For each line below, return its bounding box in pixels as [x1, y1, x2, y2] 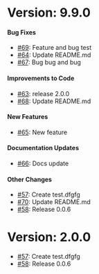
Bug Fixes [7, 28, 37, 36]
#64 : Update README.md [17, 51, 91, 60]
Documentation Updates [7, 144, 80, 152]
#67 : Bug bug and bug [17, 58, 82, 66]
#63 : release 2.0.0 [17, 89, 70, 98]
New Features [7, 113, 48, 121]
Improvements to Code [7, 74, 75, 82]
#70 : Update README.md [17, 198, 91, 206]
